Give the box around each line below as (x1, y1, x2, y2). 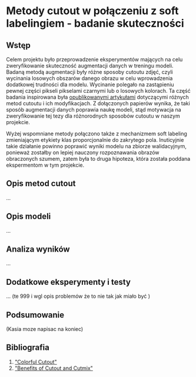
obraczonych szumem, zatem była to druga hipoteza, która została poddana (6, 155, 191, 162)
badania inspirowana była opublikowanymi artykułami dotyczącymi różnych (6, 93, 190, 100)
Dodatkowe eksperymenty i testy (6, 277, 131, 287)
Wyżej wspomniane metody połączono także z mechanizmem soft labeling (6, 130, 187, 137)
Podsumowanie (6, 310, 65, 320)
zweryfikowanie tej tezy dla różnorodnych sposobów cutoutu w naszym (6, 112, 181, 119)
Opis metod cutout (6, 178, 76, 188)
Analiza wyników (6, 244, 70, 255)
